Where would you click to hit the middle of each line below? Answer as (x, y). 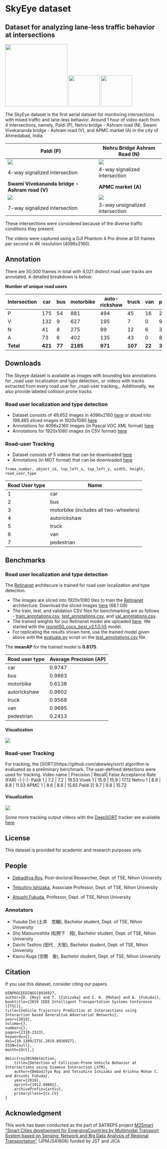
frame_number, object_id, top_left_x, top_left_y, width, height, (75, 469)
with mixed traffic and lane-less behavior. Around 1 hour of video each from (83, 120)
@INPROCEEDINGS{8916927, (31, 993)
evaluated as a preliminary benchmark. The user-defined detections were (80, 769)
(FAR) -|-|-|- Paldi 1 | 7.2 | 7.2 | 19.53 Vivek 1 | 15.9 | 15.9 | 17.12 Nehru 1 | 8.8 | (83, 780)
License (18, 838)
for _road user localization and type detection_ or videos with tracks (75, 381)
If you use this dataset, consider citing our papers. (57, 984)
